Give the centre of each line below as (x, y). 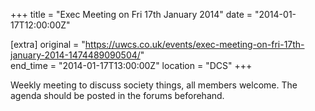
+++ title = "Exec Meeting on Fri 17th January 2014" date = (131, 14)
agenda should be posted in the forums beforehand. (117, 95)
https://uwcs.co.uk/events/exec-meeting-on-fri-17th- (194, 44)
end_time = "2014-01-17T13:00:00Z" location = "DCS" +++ (131, 65)
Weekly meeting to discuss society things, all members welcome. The (154, 85)
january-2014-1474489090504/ (75, 55)
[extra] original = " (48, 44)
